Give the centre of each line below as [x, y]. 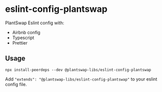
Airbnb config [26, 32]
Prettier [20, 43]
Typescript [23, 38]
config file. [16, 84]
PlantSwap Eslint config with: [35, 23]
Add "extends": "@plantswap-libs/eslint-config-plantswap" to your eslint [81, 79]
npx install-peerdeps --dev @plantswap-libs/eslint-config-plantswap [78, 70]
